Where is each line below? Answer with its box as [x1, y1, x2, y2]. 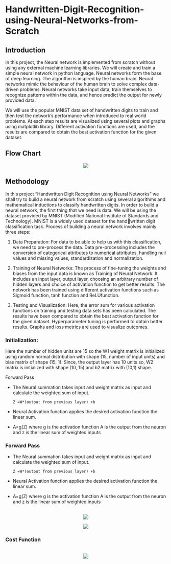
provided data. [5, 97, 36, 103]
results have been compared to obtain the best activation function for [12, 313, 159, 319]
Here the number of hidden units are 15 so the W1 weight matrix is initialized [5, 348, 165, 354]
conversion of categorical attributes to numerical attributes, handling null [12, 250, 166, 256]
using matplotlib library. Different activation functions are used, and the [5, 124, 155, 129]
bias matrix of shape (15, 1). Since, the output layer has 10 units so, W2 [5, 359, 154, 365]
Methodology [5, 177, 50, 186]
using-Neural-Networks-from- [5, 14, 139, 26]
